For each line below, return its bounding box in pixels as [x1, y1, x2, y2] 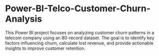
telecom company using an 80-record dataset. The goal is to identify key [5, 35, 155, 41]
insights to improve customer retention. [5, 45, 85, 51]
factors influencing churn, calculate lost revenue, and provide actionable [5, 40, 154, 46]
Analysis [5, 13, 42, 25]
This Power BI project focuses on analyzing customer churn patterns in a [5, 29, 155, 35]
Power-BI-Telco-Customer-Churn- [5, 3, 151, 14]
